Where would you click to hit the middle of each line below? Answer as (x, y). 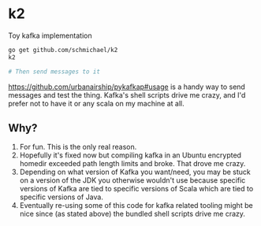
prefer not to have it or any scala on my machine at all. (97, 103)
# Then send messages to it (54, 72)
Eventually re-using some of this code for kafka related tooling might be (136, 206)
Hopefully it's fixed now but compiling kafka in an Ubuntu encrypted (130, 155)
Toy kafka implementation (50, 35)
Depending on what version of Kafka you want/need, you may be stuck (135, 172)
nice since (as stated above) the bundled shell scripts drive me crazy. (132, 214)
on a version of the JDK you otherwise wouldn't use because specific (132, 180)
